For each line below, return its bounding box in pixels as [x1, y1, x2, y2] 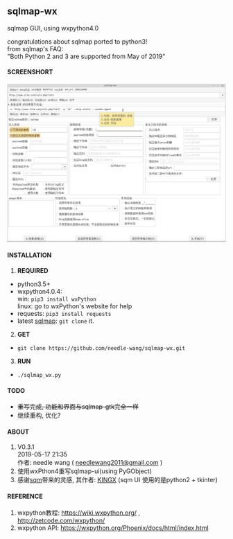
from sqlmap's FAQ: [7, 44, 64, 53]
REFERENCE [7, 492, 43, 500]
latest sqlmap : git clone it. [17, 317, 94, 325]
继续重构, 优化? [17, 412, 61, 420]
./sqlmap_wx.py [17, 371, 62, 378]
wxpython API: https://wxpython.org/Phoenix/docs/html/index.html [17, 523, 209, 532]
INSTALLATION [7, 251, 52, 259]
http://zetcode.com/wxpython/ [17, 516, 105, 524]
